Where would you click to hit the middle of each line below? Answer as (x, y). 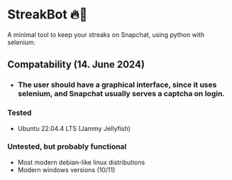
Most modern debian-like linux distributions (81, 162)
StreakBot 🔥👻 (48, 15)
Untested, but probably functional (67, 147)
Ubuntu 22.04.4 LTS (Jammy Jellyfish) (74, 128)
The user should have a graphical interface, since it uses (117, 85)
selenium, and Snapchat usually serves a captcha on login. (121, 94)
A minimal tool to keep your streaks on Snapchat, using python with (106, 34)
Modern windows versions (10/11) (66, 169)
